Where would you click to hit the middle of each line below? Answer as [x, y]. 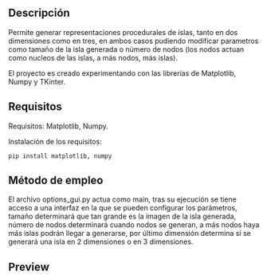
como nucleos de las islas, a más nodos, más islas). [93, 57]
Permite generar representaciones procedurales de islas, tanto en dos [123, 32]
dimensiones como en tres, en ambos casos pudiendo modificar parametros [133, 41]
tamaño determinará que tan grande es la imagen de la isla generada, [122, 216]
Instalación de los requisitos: [55, 141]
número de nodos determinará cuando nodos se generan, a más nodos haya [134, 225]
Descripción [39, 13]
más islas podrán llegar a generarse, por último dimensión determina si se [130, 234]
